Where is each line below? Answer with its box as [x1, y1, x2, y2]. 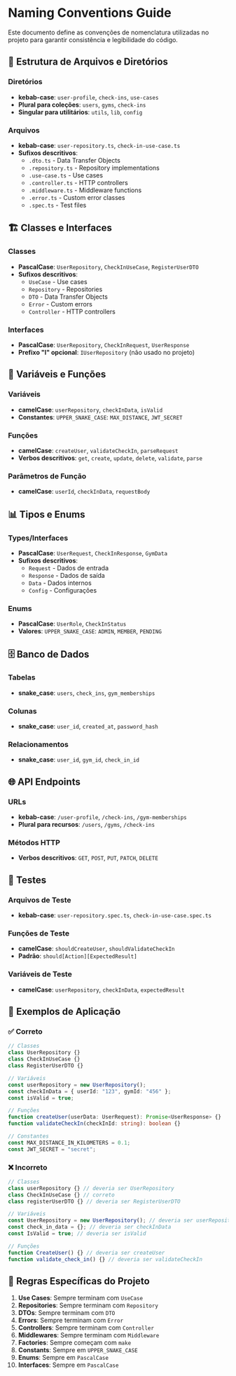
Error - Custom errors [28, 299, 93, 308]
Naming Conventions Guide [8, 5, 172, 21]
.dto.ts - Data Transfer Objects [28, 156, 121, 164]
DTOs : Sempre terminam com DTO [18, 1309, 116, 1317]
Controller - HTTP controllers [28, 307, 116, 316]
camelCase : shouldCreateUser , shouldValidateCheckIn [18, 945, 175, 953]
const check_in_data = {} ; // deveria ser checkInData [8, 1224, 172, 1231]
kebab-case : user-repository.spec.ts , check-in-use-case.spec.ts [18, 911, 212, 919]
